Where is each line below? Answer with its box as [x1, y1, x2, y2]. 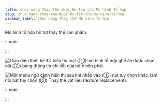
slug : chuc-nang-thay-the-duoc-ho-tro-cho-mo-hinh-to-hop [5, 12, 124, 17]
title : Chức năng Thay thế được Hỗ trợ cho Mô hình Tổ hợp [5, 7, 127, 12]
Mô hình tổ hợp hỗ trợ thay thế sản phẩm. [5, 30, 88, 35]
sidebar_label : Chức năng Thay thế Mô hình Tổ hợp [5, 16, 109, 21]
